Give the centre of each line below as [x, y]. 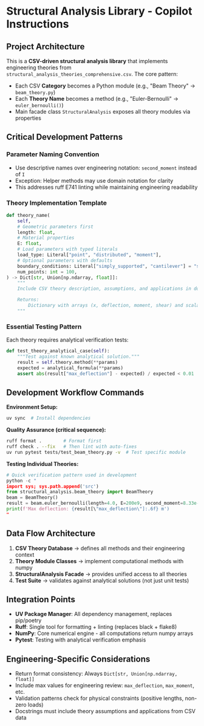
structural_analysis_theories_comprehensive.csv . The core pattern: [92, 74]
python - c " [21, 481]
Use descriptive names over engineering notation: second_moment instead [106, 168]
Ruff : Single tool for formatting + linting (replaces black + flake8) [96, 627]
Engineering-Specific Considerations [78, 659]
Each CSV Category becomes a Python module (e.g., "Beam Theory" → [105, 86]
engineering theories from [39, 67]
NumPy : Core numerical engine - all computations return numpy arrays [104, 634]
